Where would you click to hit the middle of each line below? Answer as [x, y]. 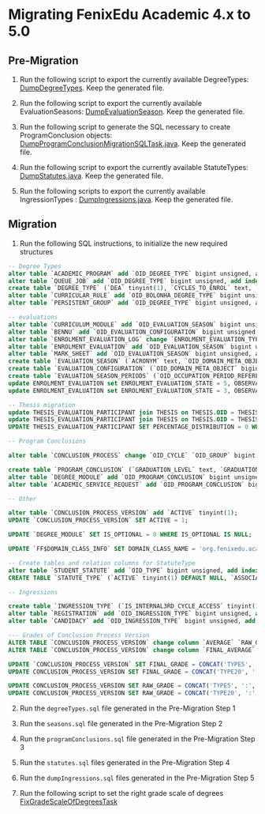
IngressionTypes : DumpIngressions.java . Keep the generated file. [126, 200]
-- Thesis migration [42, 405]
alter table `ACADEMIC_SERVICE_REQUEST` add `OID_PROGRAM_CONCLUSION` [127, 484]
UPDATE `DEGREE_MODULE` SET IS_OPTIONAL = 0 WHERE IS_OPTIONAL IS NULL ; [130, 535]
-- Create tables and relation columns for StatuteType [102, 563]
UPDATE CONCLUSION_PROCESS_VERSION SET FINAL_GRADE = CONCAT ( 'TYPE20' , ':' [135, 672]
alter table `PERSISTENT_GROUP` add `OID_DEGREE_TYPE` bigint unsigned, [130, 303]
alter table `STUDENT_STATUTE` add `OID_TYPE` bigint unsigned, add [123, 571]
